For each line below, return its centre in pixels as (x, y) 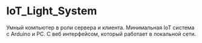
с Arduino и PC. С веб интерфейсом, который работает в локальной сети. (101, 33)
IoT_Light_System (52, 11)
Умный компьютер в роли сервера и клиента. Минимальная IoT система (100, 27)
